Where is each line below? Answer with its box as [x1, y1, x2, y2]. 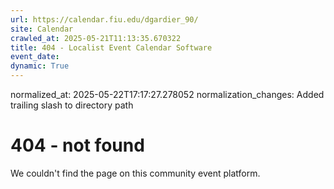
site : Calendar [10, 24, 74, 34]
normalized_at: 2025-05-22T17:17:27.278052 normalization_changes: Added [10, 89, 325, 100]
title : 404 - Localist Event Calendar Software [10, 42, 213, 53]
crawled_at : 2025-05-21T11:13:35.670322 [10, 33, 182, 43]
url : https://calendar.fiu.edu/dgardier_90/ [10, 14, 199, 25]
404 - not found [10, 134, 145, 157]
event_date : [10, 52, 60, 62]
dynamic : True [10, 61, 70, 71]
